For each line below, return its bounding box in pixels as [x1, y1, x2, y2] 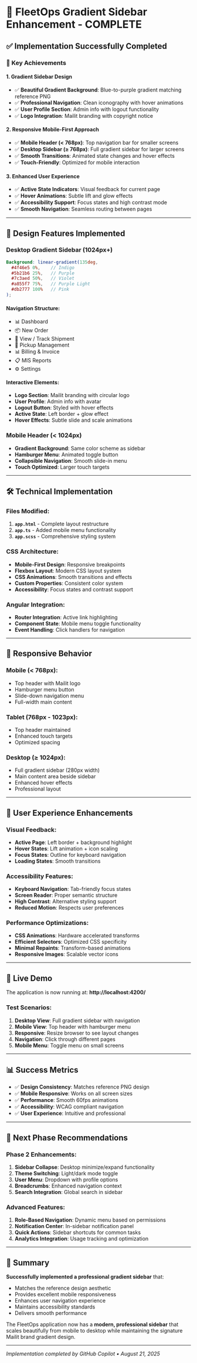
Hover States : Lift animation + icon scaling [14, 845, 118, 852]
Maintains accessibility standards [14, 1303, 96, 1310]
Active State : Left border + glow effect [14, 411, 108, 418]
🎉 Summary [6, 1257, 50, 1267]
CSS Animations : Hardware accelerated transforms [14, 932, 140, 939]
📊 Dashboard [14, 318, 48, 325]
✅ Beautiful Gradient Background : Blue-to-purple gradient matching [14, 86, 182, 93]
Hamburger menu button [14, 686, 74, 693]
